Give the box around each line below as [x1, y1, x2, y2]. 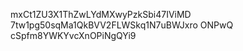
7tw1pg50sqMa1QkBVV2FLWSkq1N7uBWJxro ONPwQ [10, 19, 234, 31]
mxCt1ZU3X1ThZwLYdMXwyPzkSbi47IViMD [10, 9, 192, 20]
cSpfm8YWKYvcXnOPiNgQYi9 [10, 30, 137, 41]
